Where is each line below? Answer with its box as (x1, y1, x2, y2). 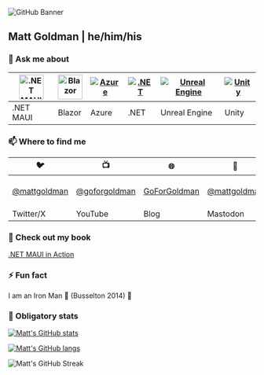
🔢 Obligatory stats (8, 311, 79, 322)
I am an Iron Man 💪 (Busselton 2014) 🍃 (8, 291, 132, 300)
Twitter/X (12, 208, 46, 219)
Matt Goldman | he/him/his (8, 30, 142, 43)
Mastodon (207, 208, 245, 219)
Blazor (57, 107, 82, 118)
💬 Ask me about (8, 53, 69, 64)
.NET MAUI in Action (8, 250, 75, 259)
